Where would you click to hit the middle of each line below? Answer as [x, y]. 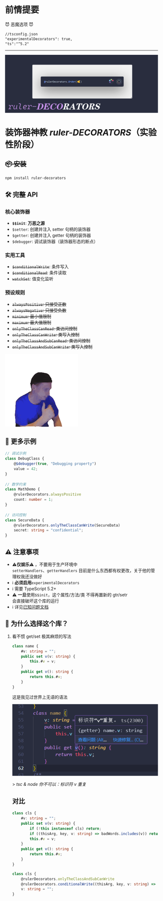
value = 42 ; [26, 469]
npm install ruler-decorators [36, 178]
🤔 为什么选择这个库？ [37, 624]
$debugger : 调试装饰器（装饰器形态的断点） [55, 241]
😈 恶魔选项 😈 [19, 24]
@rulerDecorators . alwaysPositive [48, 494]
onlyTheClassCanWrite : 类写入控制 [46, 334]
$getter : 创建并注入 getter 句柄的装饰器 [51, 235]
